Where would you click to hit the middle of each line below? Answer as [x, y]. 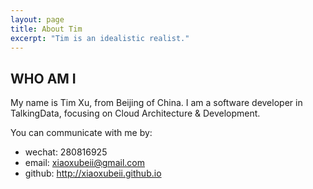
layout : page [37, 19]
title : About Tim [46, 29]
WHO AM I [43, 78]
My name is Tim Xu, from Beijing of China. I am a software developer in [156, 103]
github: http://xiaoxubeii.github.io [93, 173]
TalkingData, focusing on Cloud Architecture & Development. [135, 113]
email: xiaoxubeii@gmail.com [84, 163]
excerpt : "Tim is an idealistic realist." [100, 38]
